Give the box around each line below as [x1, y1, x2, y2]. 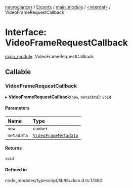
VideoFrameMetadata [33, 133, 79, 138]
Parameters [5, 105, 30, 111]
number [33, 126, 48, 131]
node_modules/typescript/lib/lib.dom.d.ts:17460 [5, 178, 103, 184]
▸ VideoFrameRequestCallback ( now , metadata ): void [5, 94, 111, 100]
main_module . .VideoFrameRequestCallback [5, 53, 94, 59]
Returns [5, 145, 22, 151]
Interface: [5, 27, 47, 38]
